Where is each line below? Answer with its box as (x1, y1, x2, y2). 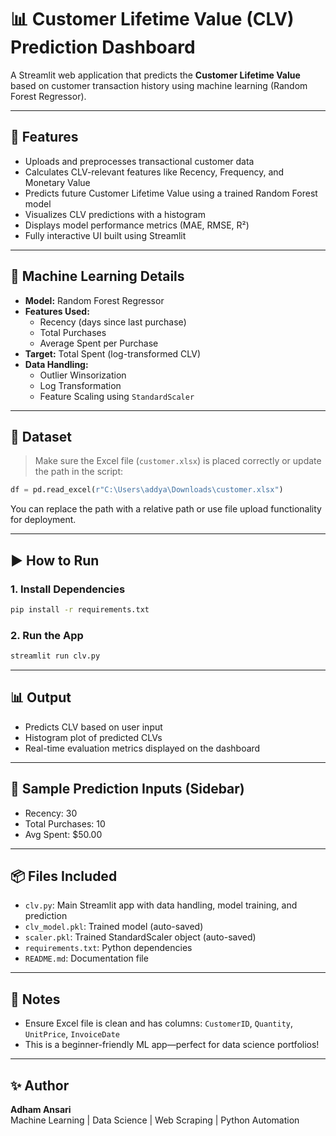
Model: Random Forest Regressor (24, 294, 165, 306)
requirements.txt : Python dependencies (24, 942, 193, 954)
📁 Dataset (10, 428, 73, 445)
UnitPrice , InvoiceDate (24, 1028, 120, 1040)
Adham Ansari (10, 1104, 72, 1116)
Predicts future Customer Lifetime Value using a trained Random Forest (24, 187, 318, 199)
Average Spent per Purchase (39, 337, 159, 349)
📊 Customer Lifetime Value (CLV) (10, 8, 295, 31)
